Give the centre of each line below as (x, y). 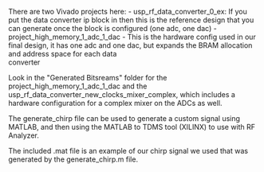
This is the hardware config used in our (192, 37)
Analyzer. (24, 135)
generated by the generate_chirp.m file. (73, 159)
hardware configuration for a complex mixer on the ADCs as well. (115, 103)
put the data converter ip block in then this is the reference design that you (131, 20)
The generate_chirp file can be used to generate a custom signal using (124, 118)
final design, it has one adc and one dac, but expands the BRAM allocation (130, 45)
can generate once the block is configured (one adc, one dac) (110, 28)
